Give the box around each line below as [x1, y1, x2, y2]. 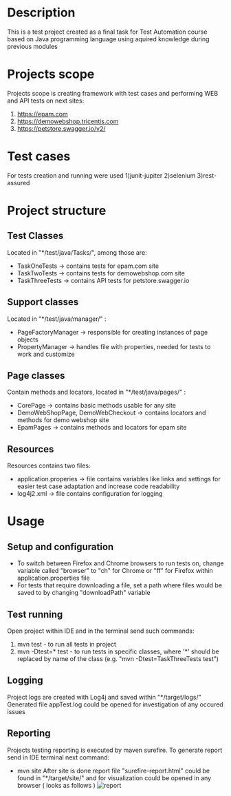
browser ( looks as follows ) [16, 781, 96, 789]
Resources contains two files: [7, 461, 91, 470]
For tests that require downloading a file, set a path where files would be [16, 581, 222, 589]
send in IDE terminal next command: [7, 753, 110, 762]
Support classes [7, 296, 79, 308]
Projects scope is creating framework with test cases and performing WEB [7, 89, 219, 97]
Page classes [7, 370, 65, 381]
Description [7, 5, 76, 21]
